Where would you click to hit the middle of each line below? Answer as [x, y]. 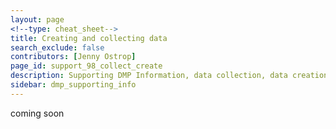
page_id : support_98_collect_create [86, 66]
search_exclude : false [57, 47]
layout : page [37, 19]
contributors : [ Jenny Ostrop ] [73, 57]
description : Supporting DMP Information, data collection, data [149, 76]
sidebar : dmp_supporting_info [73, 85]
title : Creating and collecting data [89, 38]
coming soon [37, 113]
